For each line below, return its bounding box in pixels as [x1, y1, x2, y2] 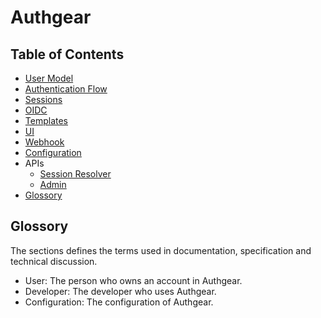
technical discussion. [10, 255, 98, 267]
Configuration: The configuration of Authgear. [24, 296, 214, 308]
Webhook [24, 136, 65, 148]
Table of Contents [10, 46, 125, 63]
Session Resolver [39, 168, 112, 180]
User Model [24, 72, 74, 84]
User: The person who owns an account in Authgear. [24, 274, 243, 286]
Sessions [24, 94, 63, 105]
